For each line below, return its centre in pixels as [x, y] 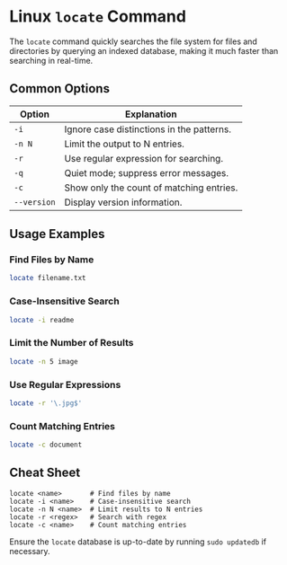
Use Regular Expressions [65, 384]
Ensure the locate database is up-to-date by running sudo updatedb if [138, 542]
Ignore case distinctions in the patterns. [148, 129]
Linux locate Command [98, 17]
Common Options [60, 88]
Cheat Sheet [45, 473]
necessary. [30, 551]
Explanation [151, 114]
